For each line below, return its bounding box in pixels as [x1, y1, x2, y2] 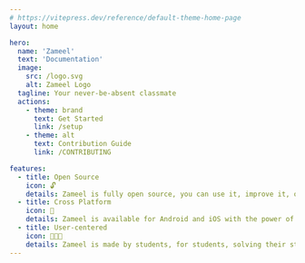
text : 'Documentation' [17, 55, 103, 64]
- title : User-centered [17, 223, 107, 232]
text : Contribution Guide [33, 140, 132, 149]
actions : [17, 97, 51, 106]
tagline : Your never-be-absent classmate [17, 88, 177, 98]
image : [17, 63, 43, 73]
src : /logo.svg [25, 72, 84, 82]
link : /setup [33, 122, 84, 131]
